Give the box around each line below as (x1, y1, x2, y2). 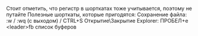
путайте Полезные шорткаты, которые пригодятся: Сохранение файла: (6, 11, 187, 18)
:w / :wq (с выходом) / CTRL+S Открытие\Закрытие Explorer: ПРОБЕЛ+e (6, 17, 188, 24)
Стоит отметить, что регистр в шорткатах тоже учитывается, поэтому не (6, 5, 192, 12)
